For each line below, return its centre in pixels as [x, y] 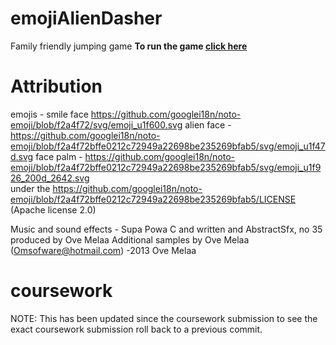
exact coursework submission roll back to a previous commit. [136, 329]
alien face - [208, 124]
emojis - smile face [49, 114]
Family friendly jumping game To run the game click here [129, 46]
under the [30, 188]
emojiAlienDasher [86, 18]
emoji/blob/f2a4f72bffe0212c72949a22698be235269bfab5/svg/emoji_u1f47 [168, 146]
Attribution [56, 86]
